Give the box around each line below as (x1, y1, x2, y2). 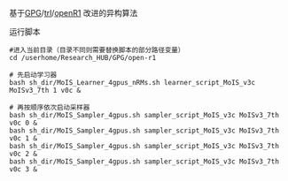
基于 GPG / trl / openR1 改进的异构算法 (9, 8, 138, 18)
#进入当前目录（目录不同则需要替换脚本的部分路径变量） (9, 46, 185, 55)
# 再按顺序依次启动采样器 (9, 103, 90, 112)
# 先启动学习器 (9, 71, 58, 79)
